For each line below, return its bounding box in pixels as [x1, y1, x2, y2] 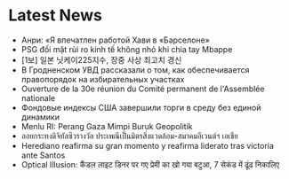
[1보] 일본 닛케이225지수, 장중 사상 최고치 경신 [20, 54, 182, 65]
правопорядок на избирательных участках [20, 74, 185, 84]
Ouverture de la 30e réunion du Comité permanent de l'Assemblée [20, 83, 265, 94]
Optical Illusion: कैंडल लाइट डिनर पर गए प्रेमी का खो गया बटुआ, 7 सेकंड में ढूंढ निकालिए [20, 159, 280, 169]
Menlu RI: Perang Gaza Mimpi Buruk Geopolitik [20, 121, 193, 131]
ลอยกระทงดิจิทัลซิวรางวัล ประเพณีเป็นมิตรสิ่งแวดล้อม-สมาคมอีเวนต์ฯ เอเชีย [20, 130, 238, 141]
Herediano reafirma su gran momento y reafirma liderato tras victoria [20, 140, 275, 151]
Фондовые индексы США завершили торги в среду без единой [20, 102, 261, 113]
